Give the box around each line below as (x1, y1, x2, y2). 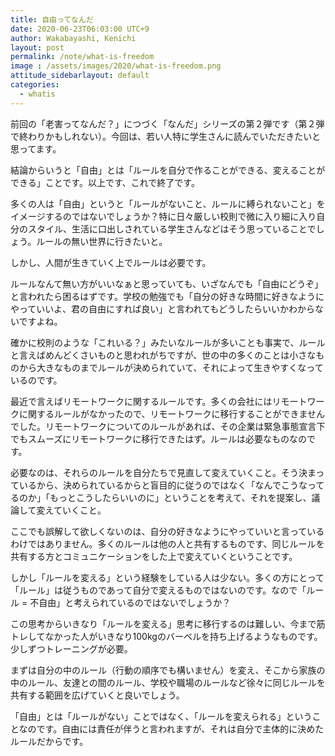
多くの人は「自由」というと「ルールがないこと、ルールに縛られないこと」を (10, 197, 326, 210)
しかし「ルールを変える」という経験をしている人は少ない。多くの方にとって (10, 571, 325, 583)
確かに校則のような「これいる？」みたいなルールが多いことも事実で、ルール (10, 336, 326, 348)
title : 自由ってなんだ (10, 14, 94, 25)
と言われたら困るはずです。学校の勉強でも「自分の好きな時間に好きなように (10, 290, 325, 302)
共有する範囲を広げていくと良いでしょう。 (10, 689, 185, 701)
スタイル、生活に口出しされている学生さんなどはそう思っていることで (27, 222, 317, 235)
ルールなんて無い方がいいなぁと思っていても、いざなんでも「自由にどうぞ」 (10, 277, 324, 290)
